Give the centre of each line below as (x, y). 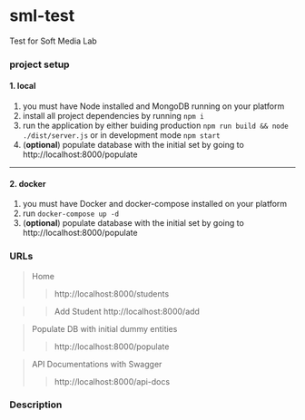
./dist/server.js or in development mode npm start (121, 135)
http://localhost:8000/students (112, 293)
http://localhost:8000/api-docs (112, 381)
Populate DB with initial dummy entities (104, 328)
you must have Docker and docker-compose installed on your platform (155, 204)
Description (36, 405)
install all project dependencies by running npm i (113, 116)
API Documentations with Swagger (97, 364)
